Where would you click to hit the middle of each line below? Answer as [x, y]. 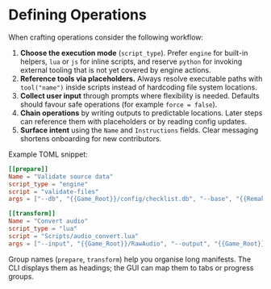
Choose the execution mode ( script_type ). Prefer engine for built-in [134, 52]
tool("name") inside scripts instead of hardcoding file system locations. [139, 87]
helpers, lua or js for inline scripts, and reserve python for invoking [131, 61]
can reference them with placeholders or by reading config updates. [133, 121]
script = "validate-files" [54, 191]
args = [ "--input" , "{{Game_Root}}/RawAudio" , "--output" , [110, 244]
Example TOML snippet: [48, 154]
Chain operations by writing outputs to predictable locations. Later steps [141, 113]
